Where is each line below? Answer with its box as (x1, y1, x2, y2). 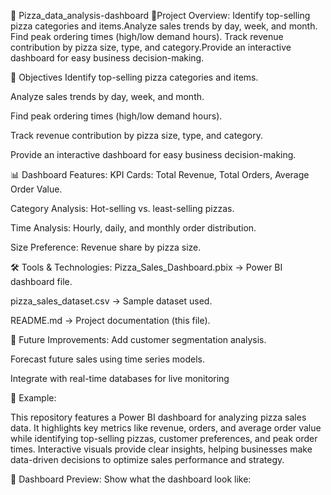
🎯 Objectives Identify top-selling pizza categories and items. (10, 71, 259, 83)
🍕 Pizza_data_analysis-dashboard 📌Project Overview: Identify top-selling (10, 10, 311, 21)
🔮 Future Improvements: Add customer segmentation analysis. (10, 334, 267, 345)
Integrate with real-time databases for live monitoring (10, 373, 230, 384)
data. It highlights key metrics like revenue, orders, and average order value (10, 422, 322, 434)
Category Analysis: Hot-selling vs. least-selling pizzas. (10, 203, 235, 214)
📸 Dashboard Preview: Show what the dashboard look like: (10, 473, 252, 485)
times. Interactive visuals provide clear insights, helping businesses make (10, 443, 313, 455)
